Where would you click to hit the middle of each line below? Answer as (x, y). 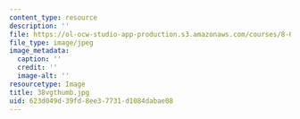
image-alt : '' (43, 76)
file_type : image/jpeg (51, 42)
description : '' (39, 26)
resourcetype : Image (48, 84)
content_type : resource (54, 17)
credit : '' (37, 68)
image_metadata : (39, 51)
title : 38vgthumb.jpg (50, 92)
